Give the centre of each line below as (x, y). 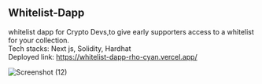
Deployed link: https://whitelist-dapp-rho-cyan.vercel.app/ (103, 57)
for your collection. (39, 40)
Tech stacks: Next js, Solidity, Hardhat (70, 48)
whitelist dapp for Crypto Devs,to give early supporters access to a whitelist (131, 31)
